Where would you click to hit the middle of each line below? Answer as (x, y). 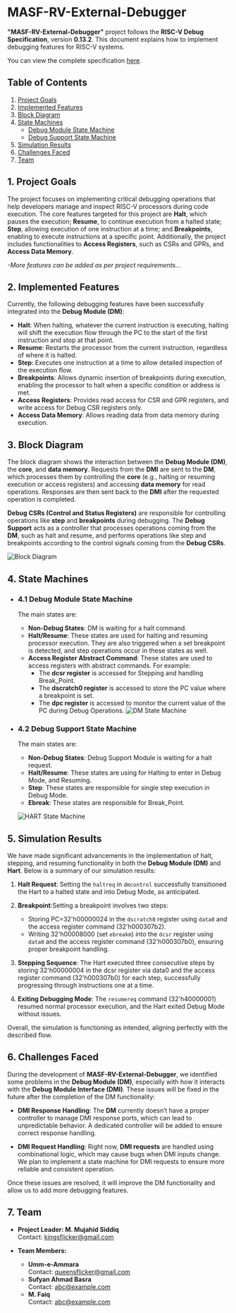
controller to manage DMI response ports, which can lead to (105, 1118)
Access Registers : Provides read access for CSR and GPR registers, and (123, 400)
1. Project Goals (42, 182)
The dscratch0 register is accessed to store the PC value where (132, 688)
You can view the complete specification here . (75, 60)
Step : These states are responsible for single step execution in (119, 788)
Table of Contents (48, 83)
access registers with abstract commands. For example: (109, 665)
